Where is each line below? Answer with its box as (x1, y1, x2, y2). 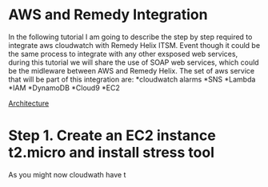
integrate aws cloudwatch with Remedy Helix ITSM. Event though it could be (8, 40, 261, 50)
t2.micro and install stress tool (8, 144, 214, 161)
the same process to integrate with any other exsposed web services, (8, 49, 238, 58)
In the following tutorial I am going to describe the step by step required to (8, 32, 253, 42)
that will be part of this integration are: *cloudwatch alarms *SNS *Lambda (8, 74, 256, 84)
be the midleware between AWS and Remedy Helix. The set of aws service (8, 66, 254, 75)
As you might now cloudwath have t (8, 169, 126, 179)
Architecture (8, 98, 50, 108)
